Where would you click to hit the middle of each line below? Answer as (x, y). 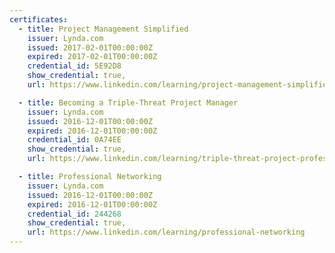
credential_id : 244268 (74, 214)
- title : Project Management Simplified (103, 29)
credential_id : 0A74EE (74, 140)
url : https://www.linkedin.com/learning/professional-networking (166, 232)
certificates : (39, 19)
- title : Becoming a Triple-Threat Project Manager (128, 102)
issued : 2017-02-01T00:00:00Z (90, 47)
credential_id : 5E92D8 (74, 66)
